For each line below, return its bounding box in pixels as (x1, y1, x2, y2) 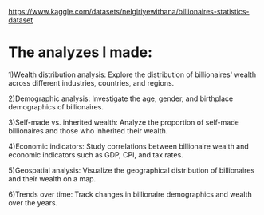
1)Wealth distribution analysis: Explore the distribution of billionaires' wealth (8, 70, 257, 79)
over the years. (8, 197, 58, 207)
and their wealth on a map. (8, 173, 97, 183)
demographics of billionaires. (8, 102, 104, 111)
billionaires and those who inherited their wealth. (8, 125, 168, 135)
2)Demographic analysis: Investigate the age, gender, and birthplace (8, 94, 234, 103)
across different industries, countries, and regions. (8, 78, 175, 87)
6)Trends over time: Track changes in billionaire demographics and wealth (8, 189, 253, 199)
